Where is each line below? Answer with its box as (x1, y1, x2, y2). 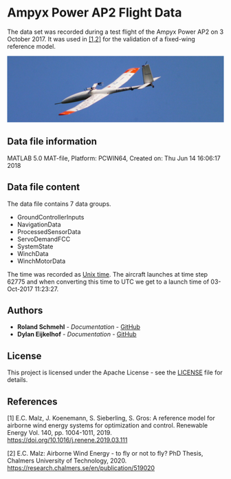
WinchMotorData (16, 257, 66, 265)
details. (7, 376, 28, 384)
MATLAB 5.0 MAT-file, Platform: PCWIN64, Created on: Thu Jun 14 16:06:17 (7, 153, 221, 162)
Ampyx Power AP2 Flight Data (7, 5, 182, 21)
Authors (7, 305, 43, 316)
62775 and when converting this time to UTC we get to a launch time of (7, 277, 210, 286)
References (7, 396, 58, 407)
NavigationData (16, 220, 61, 228)
